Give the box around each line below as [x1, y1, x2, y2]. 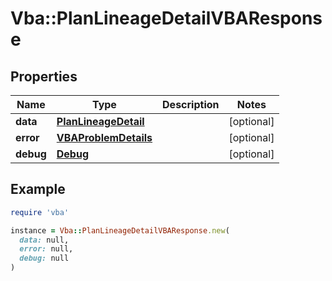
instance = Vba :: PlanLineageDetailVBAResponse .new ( [10, 225, 230, 236]
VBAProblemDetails [56, 131, 153, 144]
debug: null [19, 253, 70, 264]
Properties [10, 68, 78, 85]
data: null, [19, 235, 70, 245]
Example [10, 181, 66, 198]
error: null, [19, 244, 74, 254]
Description [162, 98, 220, 111]
